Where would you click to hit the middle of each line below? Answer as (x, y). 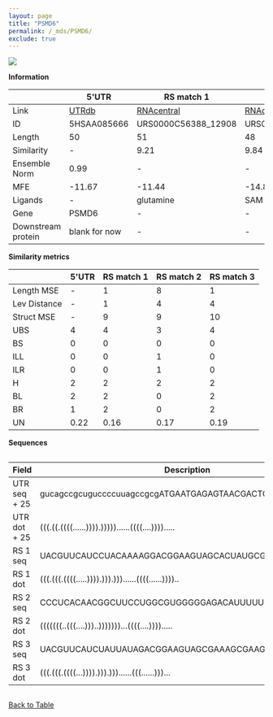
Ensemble (31, 163)
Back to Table (31, 705)
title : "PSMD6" (34, 24)
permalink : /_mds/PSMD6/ (50, 31)
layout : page (30, 16)
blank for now (95, 232)
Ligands (28, 200)
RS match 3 (232, 277)
